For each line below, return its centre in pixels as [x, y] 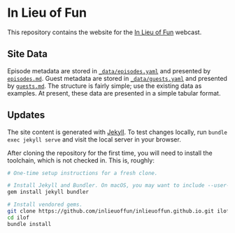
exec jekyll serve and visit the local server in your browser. [94, 139]
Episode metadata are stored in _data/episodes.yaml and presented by [109, 70]
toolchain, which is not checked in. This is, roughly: [81, 160]
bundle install [29, 224]
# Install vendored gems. [45, 205]
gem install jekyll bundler [48, 192]
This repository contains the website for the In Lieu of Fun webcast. [105, 32]
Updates [26, 115]
